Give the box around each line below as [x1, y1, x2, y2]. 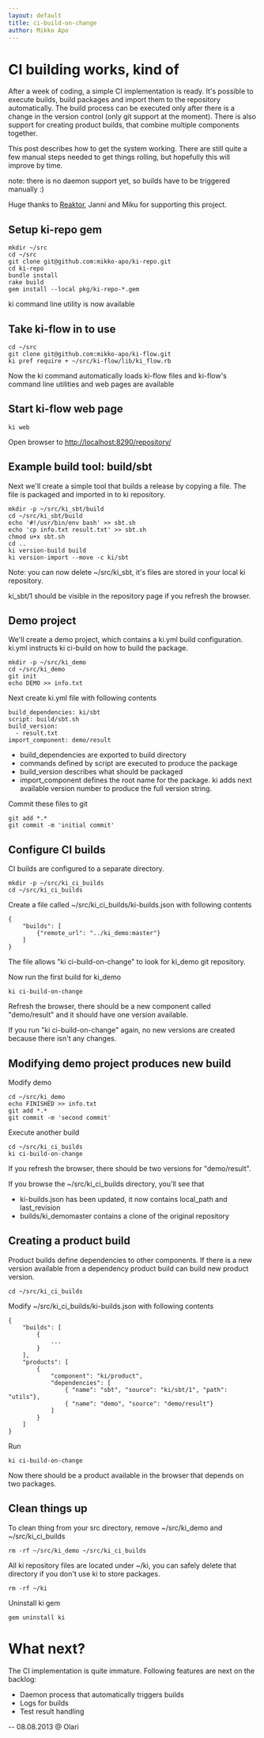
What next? [8, 1640, 85, 1657]
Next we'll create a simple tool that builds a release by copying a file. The [8, 481, 247, 491]
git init [8, 672, 37, 681]
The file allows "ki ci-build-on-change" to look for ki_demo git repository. [8, 957, 247, 967]
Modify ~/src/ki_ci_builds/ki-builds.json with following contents [8, 1301, 214, 1310]
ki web [8, 423, 30, 432]
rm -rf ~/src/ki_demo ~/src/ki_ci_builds [8, 1546, 147, 1554]
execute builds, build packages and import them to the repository [8, 95, 221, 105]
